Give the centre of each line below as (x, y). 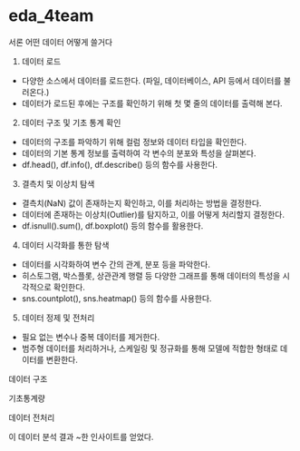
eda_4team (51, 16)
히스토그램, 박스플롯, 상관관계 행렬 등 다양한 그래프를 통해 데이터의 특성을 (151, 275)
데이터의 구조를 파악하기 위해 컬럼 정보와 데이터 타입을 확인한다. (134, 142)
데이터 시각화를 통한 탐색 (65, 245)
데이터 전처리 (32, 417)
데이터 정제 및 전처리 (58, 318)
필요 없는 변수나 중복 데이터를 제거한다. (91, 337)
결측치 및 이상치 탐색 (58, 183)
